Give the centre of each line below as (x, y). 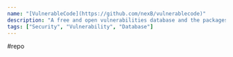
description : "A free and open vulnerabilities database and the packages (118, 20)
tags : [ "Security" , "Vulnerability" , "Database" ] (80, 26)
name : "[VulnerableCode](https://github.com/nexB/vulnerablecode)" (107, 14)
